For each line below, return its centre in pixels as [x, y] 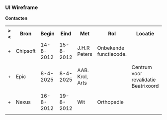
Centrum [142, 67]
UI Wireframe [22, 7]
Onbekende [111, 48]
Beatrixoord [145, 86]
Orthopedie [111, 102]
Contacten [16, 18]
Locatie [145, 34]
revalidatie [144, 80]
